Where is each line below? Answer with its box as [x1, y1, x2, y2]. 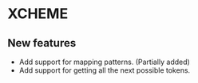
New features [7, 36, 77, 50]
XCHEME [7, 5, 69, 23]
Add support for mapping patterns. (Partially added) [18, 57, 191, 66]
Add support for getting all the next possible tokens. [18, 66, 191, 75]
